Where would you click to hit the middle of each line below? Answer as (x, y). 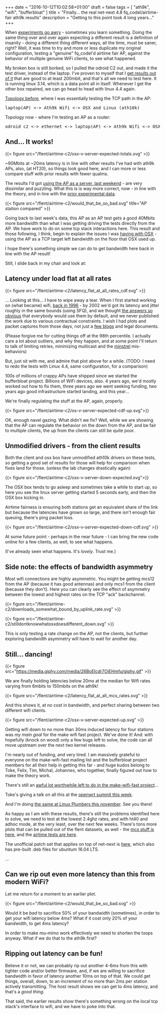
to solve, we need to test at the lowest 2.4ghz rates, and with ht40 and (77, 819)
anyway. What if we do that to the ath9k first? (51, 938)
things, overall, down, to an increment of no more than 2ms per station (76, 981)
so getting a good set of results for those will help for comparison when (77, 463)
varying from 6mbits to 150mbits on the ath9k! (52, 686)
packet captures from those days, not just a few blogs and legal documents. (82, 326)
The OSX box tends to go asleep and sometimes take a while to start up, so (81, 487)
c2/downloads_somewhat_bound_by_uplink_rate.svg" (59, 609)
